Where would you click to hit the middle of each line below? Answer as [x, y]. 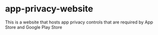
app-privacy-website [49, 9]
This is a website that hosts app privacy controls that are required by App [79, 22]
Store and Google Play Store [34, 27]
